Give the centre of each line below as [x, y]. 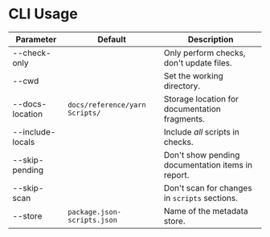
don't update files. [198, 62]
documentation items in [208, 165]
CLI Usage [43, 14]
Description [211, 39]
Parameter [36, 39]
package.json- [95, 212]
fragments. [184, 118]
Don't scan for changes [208, 187]
